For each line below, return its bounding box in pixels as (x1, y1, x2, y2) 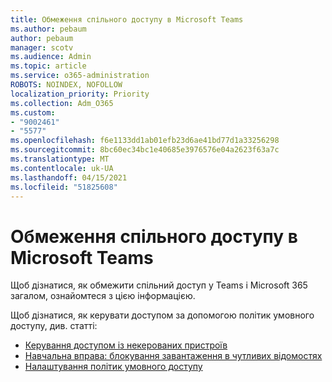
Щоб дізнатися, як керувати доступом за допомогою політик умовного (10, 309, 315, 321)
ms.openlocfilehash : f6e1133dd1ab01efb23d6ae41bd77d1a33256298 (10, 136, 280, 146)
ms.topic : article (10, 61, 87, 71)
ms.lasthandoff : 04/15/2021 (10, 172, 128, 183)
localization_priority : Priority (10, 89, 150, 99)
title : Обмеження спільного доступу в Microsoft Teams (10, 14, 244, 25)
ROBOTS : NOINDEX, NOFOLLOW (10, 80, 123, 90)
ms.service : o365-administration (10, 71, 150, 81)
